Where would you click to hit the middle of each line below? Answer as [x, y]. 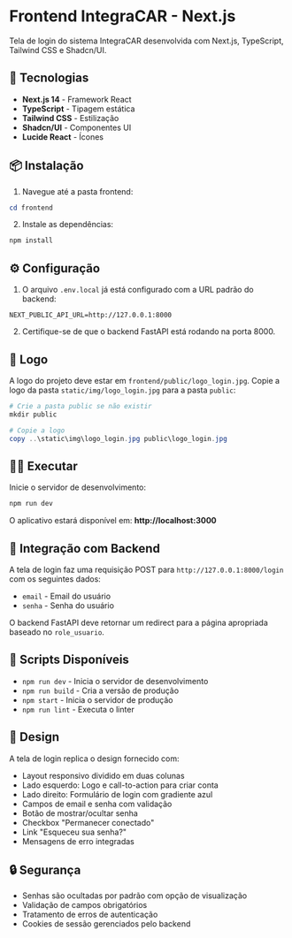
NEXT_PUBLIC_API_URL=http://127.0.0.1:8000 [91, 316]
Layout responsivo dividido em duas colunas [103, 775]
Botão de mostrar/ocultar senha [80, 813]
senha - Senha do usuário [68, 605]
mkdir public [33, 414]
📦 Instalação [46, 166]
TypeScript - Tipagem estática [78, 109]
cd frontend [31, 208]
